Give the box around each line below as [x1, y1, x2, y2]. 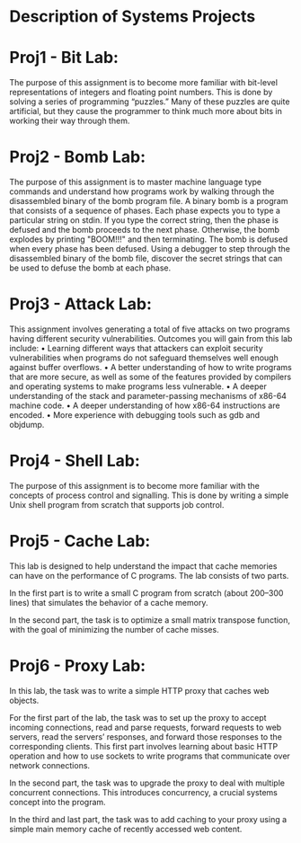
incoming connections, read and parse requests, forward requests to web [9, 722, 282, 732]
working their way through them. [9, 115, 130, 127]
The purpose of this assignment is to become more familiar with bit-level [9, 77, 279, 88]
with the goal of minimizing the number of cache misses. [9, 624, 219, 634]
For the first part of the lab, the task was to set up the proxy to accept [9, 712, 267, 723]
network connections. [9, 759, 91, 770]
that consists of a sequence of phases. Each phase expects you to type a [9, 205, 281, 217]
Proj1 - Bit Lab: [9, 48, 120, 68]
